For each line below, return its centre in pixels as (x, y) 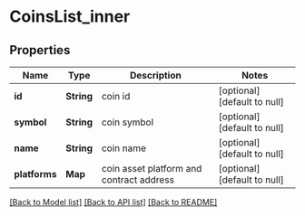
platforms (35, 174)
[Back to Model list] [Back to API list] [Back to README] (113, 202)
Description (156, 75)
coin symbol (128, 122)
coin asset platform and (152, 169)
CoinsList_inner (70, 17)
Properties (40, 50)
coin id (116, 96)
